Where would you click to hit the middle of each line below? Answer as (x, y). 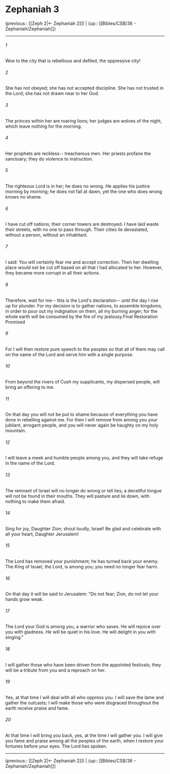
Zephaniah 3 (32, 9)
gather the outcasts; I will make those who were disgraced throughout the (82, 703)
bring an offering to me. (30, 387)
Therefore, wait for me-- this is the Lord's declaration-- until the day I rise (82, 300)
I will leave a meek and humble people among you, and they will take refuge (84, 458)
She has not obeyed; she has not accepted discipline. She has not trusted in (84, 88)
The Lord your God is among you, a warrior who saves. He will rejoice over (83, 627)
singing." (14, 637)
